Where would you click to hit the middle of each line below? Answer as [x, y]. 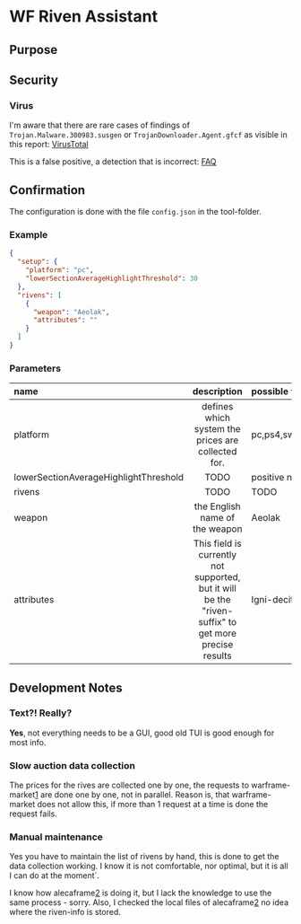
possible [270, 392]
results [217, 656]
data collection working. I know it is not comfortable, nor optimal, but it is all [149, 866]
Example [29, 235]
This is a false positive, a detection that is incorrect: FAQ [113, 162]
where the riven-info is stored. [65, 912]
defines [217, 407]
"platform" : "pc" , [60, 270]
